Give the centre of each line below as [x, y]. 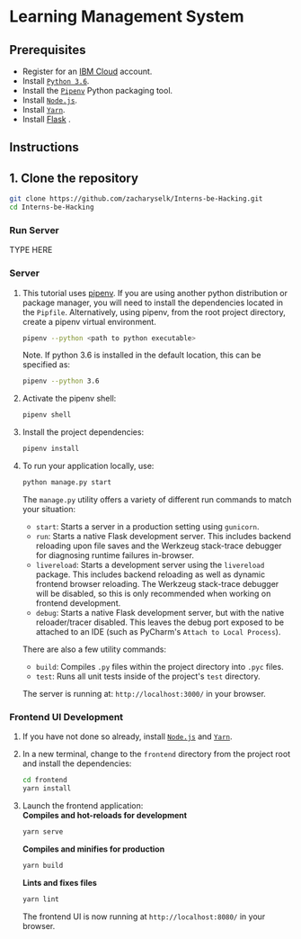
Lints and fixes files [59, 882]
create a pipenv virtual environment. [89, 321]
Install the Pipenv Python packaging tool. [97, 90]
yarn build [43, 865]
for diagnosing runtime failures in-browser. [115, 555]
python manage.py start [67, 483]
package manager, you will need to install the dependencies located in [153, 302]
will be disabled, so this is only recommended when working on [153, 593]
